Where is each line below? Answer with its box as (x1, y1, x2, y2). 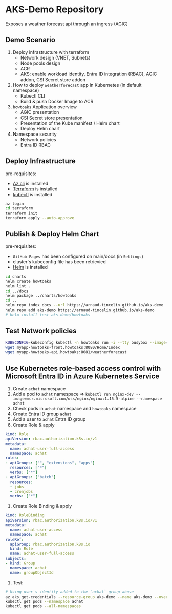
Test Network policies (5, 327, 77, 335)
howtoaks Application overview (12, 104, 77, 110)
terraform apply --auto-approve (5, 216, 74, 221)
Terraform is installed (12, 186, 58, 192)
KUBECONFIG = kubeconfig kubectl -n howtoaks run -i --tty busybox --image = (5, 340, 168, 345)
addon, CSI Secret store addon (20, 76, 86, 83)
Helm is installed (12, 264, 48, 270)
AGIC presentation (20, 109, 59, 115)
